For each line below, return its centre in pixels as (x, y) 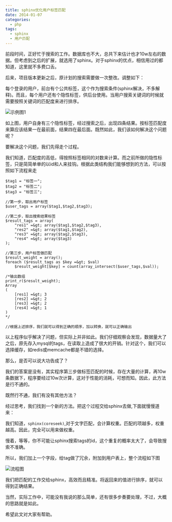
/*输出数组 (15, 276)
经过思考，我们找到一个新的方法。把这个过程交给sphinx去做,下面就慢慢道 (82, 406)
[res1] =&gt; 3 (31, 294)
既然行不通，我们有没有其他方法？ (41, 395)
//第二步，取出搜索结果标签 (31, 216)
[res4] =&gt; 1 (31, 308)
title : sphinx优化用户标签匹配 (36, 10)
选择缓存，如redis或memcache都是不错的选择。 (56, 349)
